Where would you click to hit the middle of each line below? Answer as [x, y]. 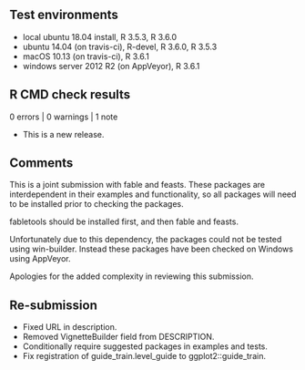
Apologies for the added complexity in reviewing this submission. [132, 276]
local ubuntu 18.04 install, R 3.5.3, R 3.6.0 [100, 36]
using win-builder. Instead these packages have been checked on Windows [152, 249]
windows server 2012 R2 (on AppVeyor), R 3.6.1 [111, 66]
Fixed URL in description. [70, 327]
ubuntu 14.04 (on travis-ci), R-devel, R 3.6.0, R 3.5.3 [120, 46]
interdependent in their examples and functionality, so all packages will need [153, 194]
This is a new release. [63, 134]
